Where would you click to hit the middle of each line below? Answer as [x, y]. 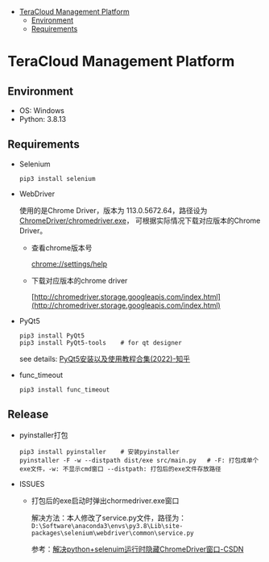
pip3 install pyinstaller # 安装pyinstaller [99, 451]
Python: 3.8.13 [42, 119]
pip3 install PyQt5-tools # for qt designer [100, 342]
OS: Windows [42, 111]
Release [28, 415]
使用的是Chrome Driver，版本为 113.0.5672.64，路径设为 [113, 210]
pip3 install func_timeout [64, 390]
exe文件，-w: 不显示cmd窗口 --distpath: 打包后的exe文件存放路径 [120, 469]
